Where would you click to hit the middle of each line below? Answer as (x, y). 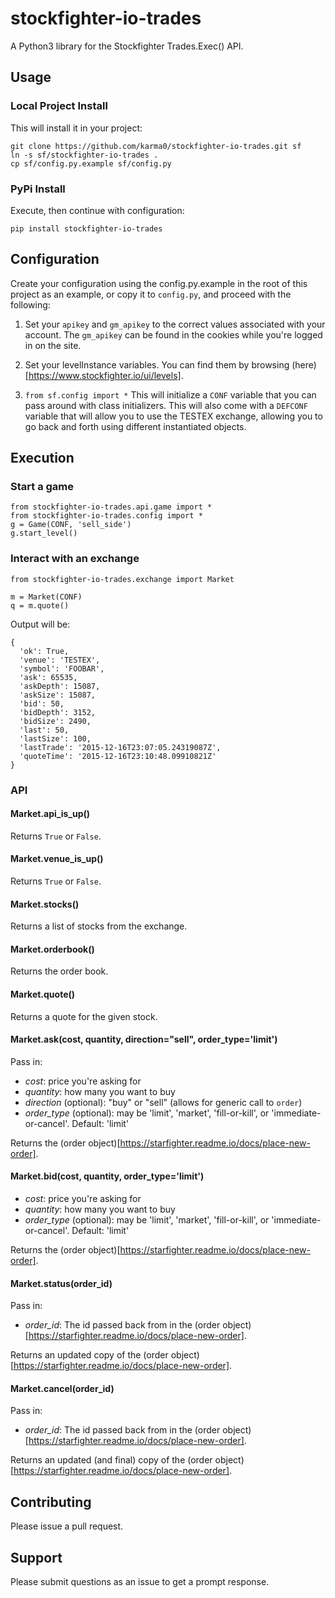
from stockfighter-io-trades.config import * (106, 516)
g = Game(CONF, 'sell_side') (71, 525)
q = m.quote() (40, 605)
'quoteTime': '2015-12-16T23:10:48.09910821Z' (118, 756)
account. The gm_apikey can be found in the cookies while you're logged (173, 334)
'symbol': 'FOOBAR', (62, 668)
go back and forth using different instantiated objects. (135, 426)
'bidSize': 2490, (55, 721)
